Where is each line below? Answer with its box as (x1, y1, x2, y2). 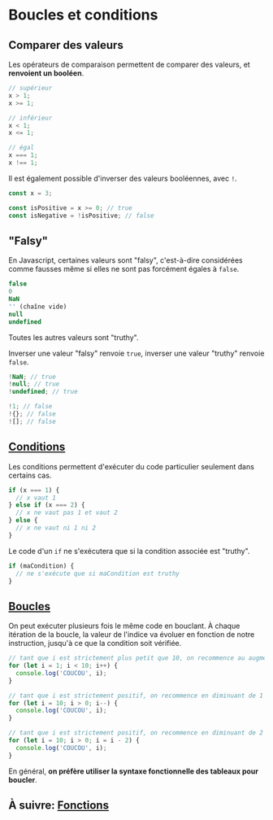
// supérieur (8, 84, 53, 92)
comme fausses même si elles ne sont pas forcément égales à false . (8, 264, 240, 274)
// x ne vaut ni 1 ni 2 (15, 524, 96, 532)
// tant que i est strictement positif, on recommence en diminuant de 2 (8, 729, 264, 737)
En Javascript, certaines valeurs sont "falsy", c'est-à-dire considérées (8, 255, 243, 265)
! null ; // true (8, 380, 60, 388)
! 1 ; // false (8, 403, 53, 411)
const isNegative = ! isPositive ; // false (8, 212, 154, 220)
